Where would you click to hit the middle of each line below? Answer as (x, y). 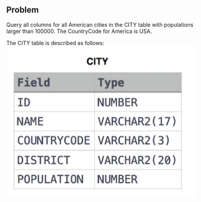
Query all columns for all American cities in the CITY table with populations (100, 24)
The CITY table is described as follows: (55, 43)
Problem (23, 10)
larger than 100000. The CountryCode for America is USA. (79, 31)
